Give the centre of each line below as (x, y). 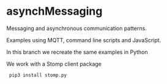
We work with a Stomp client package (54, 64)
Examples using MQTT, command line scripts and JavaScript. (84, 40)
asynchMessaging (54, 11)
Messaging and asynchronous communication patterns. (76, 28)
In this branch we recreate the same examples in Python (77, 52)
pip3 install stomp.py (38, 75)
